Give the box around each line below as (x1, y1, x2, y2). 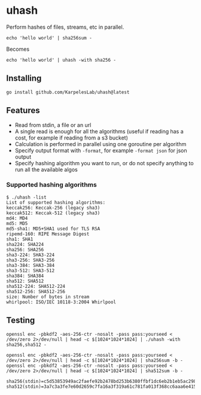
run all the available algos (14, 166, 78, 173)
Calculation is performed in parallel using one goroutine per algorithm (14, 140, 187, 147)
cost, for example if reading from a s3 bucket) (14, 134, 129, 141)
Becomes (6, 45, 30, 53)
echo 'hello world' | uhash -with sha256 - (6, 57, 117, 63)
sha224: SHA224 (6, 241, 44, 247)
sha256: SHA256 (6, 247, 44, 253)
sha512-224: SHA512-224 (6, 283, 66, 289)
